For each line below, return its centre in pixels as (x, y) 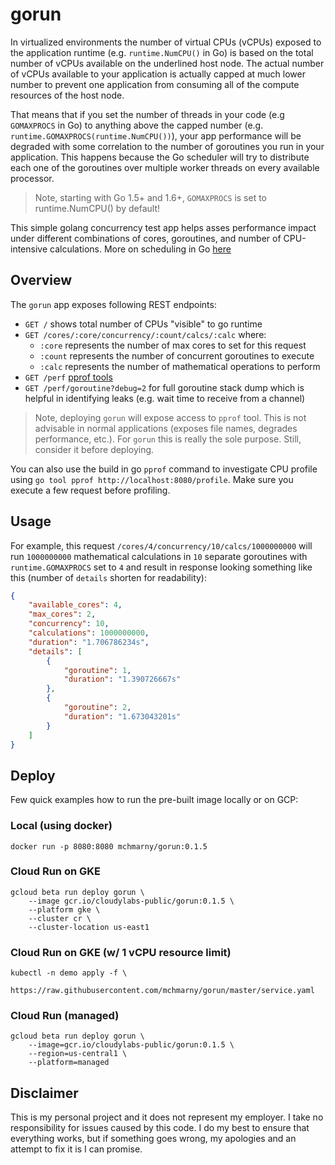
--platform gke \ (64, 909)
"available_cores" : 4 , (75, 605)
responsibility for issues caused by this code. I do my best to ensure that (160, 1128)
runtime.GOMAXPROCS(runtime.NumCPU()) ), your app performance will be (156, 135)
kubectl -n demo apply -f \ (69, 973)
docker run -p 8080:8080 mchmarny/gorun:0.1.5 (109, 846)
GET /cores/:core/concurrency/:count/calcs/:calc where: (145, 334)
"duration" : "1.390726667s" (122, 679)
